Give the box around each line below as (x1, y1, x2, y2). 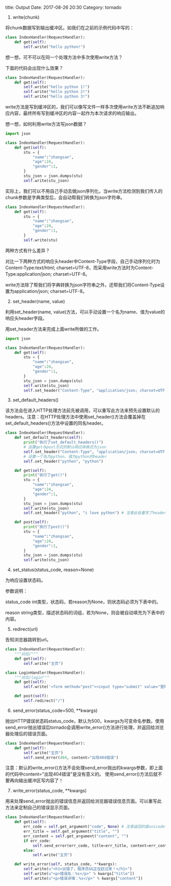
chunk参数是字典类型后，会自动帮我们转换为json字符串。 (5, 194, 125, 200)
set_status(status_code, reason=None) (12, 567, 94, 573)
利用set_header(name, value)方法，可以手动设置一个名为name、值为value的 (5, 309, 165, 315)
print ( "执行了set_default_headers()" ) (23, 440, 103, 445)
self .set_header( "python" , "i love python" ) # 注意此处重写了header (23, 511, 166, 516)
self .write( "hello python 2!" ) (23, 89, 90, 95)
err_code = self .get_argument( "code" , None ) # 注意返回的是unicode (23, 824, 165, 830)
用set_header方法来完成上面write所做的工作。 (5, 326, 102, 332)
